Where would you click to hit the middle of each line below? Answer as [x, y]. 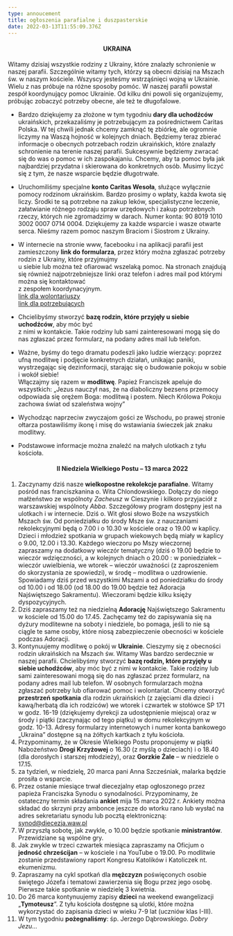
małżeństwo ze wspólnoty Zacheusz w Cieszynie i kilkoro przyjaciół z [118, 499]
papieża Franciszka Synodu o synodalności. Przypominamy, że [108, 793]
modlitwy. [32, 432]
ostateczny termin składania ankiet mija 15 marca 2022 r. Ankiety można [122, 801]
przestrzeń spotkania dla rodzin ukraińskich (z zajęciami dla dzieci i [116, 697]
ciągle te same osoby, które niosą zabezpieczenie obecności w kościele [121, 631]
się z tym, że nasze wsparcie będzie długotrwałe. [88, 173]
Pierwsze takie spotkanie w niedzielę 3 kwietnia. [87, 889]
